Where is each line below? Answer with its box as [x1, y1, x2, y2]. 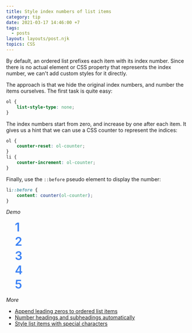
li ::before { [6, 187, 38, 193]
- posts [11, 30, 31, 36]
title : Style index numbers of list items [6, 8, 112, 15]
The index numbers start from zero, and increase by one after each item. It [6, 120, 187, 127]
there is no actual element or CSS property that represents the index [6, 63, 171, 70]
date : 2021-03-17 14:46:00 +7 [6, 19, 80, 25]
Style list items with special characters [14, 320, 108, 327]
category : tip [6, 14, 41, 20]
